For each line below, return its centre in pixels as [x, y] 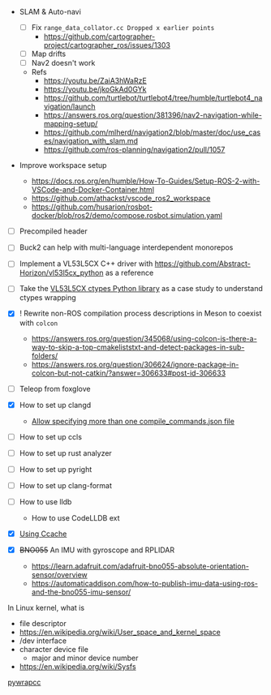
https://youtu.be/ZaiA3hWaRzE [95, 81]
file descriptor [43, 624]
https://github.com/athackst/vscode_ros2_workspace [121, 199]
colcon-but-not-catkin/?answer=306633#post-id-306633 [129, 373]
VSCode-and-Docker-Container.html [93, 190]
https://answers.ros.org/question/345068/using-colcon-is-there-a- [144, 338]
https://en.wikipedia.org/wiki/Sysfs [77, 667]
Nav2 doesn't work [63, 63]
